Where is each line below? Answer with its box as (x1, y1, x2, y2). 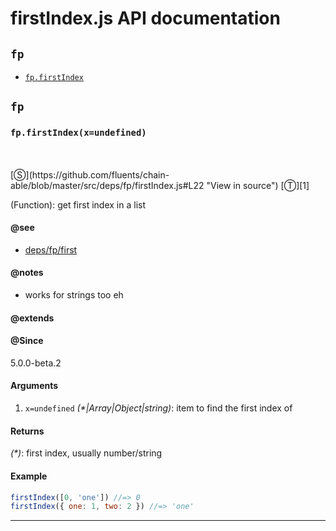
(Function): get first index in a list (10, 198, 146, 211)
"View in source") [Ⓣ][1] (206, 179, 310, 191)
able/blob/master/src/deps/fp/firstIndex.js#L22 (10, 179, 205, 191)
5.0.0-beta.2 (10, 357, 62, 369)
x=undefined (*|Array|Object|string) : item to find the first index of (24, 402, 293, 414)
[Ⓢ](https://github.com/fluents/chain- (10, 168, 170, 181)
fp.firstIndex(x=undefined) (10, 127, 147, 139)
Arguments (10, 380, 59, 392)
